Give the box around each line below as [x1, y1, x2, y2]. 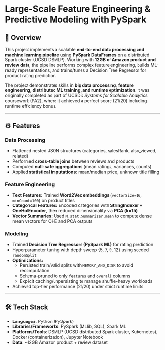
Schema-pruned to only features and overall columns [19, 273, 131, 279]
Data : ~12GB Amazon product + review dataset [12, 339, 108, 345]
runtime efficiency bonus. [5, 103, 57, 109]
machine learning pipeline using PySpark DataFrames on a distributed [5, 52, 150, 58]
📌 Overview [5, 33, 41, 42]
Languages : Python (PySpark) [12, 319, 74, 324]
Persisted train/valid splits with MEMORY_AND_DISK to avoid [19, 262, 134, 268]
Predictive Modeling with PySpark [5, 14, 147, 25]
